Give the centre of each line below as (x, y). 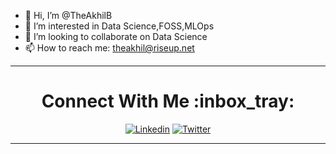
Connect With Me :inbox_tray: (168, 101)
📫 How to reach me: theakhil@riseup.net (109, 48)
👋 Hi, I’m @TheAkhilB (68, 15)
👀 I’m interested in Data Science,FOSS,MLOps (119, 26)
